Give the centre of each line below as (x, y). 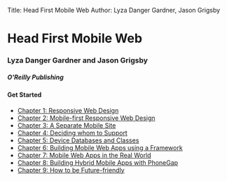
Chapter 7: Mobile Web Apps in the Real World (84, 155)
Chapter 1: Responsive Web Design (68, 110)
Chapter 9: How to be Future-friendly (71, 170)
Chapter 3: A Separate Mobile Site (67, 125)
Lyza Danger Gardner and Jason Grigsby (78, 60)
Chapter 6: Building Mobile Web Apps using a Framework (100, 147)
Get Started (25, 95)
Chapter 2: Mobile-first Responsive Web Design (86, 118)
